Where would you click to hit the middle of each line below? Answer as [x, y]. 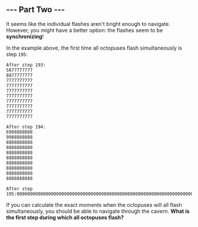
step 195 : [17, 54]
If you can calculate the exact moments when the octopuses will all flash [94, 205]
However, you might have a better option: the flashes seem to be [85, 30]
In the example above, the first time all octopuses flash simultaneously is [94, 48]
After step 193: [26, 65]
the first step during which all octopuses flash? [65, 217]
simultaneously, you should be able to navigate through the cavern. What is [98, 211]
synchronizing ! [25, 36]
